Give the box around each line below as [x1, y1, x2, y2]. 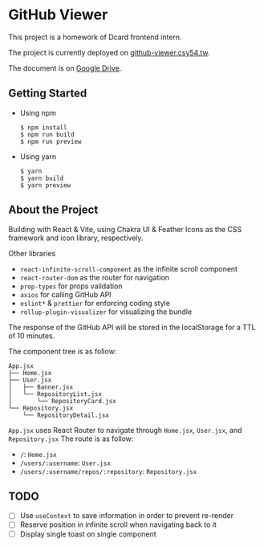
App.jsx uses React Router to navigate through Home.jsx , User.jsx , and [8, 425, 242, 435]
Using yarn [19, 151, 57, 161]
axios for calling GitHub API [19, 289, 112, 299]
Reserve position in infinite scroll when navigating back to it [19, 520, 217, 529]
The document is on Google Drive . [8, 63, 122, 73]
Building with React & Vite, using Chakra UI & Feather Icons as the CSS [8, 224, 242, 234]
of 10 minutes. [8, 331, 55, 341]
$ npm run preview [19, 137, 82, 145]
